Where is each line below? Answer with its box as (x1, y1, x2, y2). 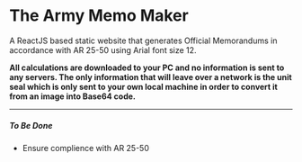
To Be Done (9, 120, 53, 130)
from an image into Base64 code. (9, 91, 137, 102)
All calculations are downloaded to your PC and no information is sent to (9, 62, 285, 73)
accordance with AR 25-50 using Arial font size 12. (9, 44, 197, 55)
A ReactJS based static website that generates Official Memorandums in (9, 35, 278, 46)
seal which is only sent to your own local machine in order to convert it (9, 81, 279, 92)
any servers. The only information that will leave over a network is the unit (9, 71, 292, 82)
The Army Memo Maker (9, 5, 189, 26)
